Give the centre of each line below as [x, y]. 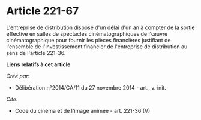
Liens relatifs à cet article [38, 64]
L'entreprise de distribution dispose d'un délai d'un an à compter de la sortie [100, 27]
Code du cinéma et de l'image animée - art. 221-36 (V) [82, 110]
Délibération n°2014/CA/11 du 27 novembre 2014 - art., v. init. [90, 87]
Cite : [12, 99]
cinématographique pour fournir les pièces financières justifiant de [88, 40]
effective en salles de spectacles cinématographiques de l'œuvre [87, 33]
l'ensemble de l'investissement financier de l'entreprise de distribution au [97, 47]
